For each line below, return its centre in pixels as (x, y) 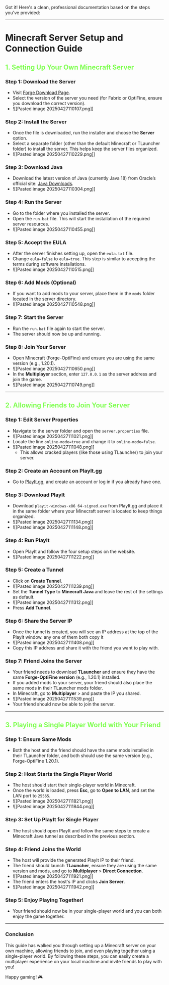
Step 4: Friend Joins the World (43, 849)
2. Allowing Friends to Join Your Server (68, 406)
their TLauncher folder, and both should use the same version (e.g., (82, 756)
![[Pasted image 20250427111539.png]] (53, 699)
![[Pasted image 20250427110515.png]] (53, 269)
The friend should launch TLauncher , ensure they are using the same (84, 865)
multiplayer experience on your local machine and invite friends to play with (83, 961)
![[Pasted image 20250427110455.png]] (54, 229)
